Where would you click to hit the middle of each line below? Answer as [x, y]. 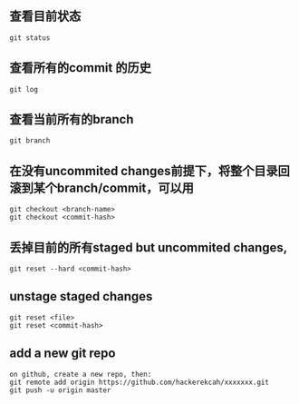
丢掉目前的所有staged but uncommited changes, [149, 247]
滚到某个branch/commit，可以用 [102, 187]
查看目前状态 [45, 16]
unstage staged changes [81, 296]
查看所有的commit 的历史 [80, 68]
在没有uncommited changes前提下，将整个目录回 [149, 171]
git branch [30, 141]
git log [24, 89]
